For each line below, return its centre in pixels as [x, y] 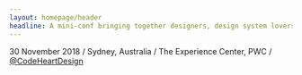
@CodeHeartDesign [46, 61]
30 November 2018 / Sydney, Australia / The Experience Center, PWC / [141, 51]
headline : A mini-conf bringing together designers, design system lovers [152, 26]
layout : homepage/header [56, 17]
